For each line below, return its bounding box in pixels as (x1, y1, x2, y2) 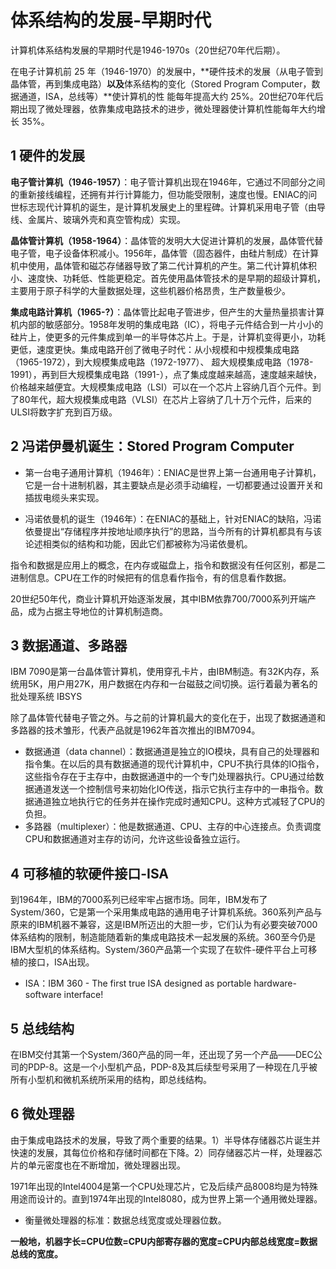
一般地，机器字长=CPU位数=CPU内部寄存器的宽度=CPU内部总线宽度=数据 (10, 1235, 318, 1247)
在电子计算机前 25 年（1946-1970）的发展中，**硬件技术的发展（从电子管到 (10, 65, 323, 77)
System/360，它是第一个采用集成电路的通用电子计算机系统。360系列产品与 (10, 906, 323, 918)
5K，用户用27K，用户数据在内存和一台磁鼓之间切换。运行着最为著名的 (27, 678, 318, 690)
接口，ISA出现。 (27, 956, 95, 968)
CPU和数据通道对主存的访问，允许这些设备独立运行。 (24, 833, 246, 845)
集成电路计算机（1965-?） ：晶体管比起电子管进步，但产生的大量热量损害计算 (10, 306, 325, 318)
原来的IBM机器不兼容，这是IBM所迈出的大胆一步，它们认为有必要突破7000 (10, 919, 318, 931)
